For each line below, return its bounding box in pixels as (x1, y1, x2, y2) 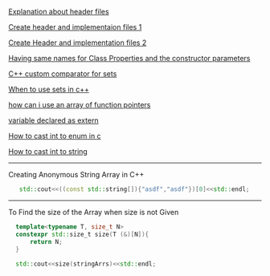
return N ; (29, 237, 63, 246)
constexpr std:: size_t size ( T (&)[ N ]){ (15, 230, 149, 238)
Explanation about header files (8, 7, 110, 16)
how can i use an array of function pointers (8, 100, 151, 109)
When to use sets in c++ (8, 84, 90, 94)
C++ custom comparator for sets (8, 69, 117, 79)
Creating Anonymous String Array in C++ (8, 170, 145, 179)
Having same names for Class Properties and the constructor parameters (8, 54, 251, 63)
